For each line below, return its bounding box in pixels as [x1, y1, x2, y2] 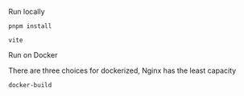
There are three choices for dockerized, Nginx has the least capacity [8, 66, 237, 75]
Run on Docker [8, 50, 58, 59]
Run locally [8, 7, 45, 16]
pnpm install [8, 22, 52, 30]
